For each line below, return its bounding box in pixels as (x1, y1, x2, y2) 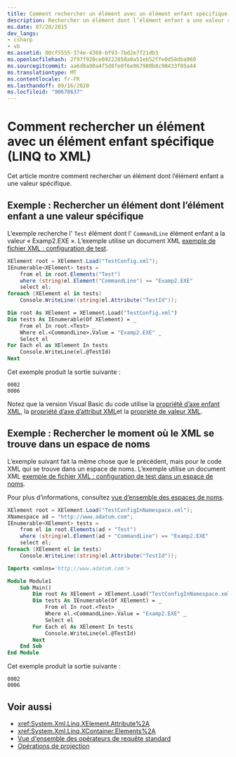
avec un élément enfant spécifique (7, 134, 214, 149)
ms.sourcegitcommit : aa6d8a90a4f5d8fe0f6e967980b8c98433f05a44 (7, 62, 197, 69)
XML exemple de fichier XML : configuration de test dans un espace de (7, 471, 214, 481)
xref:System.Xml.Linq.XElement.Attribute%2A (17, 720, 150, 728)
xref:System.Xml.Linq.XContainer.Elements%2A (17, 727, 156, 735)
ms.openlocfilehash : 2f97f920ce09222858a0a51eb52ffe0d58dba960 (7, 56, 197, 63)
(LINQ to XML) (7, 149, 91, 165)
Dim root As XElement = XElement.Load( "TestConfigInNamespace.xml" (32, 591, 234, 598)
